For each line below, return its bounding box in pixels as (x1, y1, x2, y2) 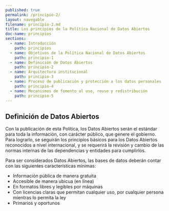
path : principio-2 (14, 65, 54, 70)
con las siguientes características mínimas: (5, 163, 96, 169)
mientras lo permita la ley (12, 195, 67, 201)
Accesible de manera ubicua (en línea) (12, 178, 94, 184)
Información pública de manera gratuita (12, 173, 96, 179)
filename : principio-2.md (5, 22, 60, 27)
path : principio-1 (14, 55, 54, 60)
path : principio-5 (14, 93, 54, 98)
